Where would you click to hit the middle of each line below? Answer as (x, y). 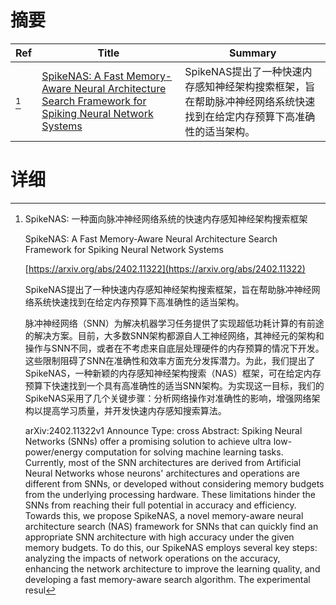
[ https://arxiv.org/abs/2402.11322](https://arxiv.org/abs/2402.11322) (165, 268)
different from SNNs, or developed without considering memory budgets (174, 483)
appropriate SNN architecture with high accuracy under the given (159, 537)
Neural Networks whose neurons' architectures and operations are (162, 473)
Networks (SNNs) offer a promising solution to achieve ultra (148, 441)
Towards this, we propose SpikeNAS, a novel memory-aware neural (164, 515)
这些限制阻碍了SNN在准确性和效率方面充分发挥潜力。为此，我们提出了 (170, 360)
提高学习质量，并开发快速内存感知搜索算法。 (134, 410)
